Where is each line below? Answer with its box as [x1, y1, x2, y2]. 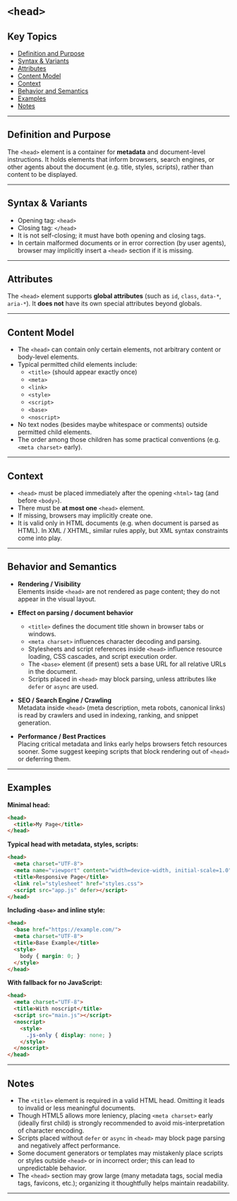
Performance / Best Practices [17, 732, 107, 740]
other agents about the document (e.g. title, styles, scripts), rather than [7, 163, 214, 171]
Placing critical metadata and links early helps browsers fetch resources [17, 739, 228, 748]
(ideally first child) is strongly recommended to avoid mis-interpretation [17, 1119, 225, 1127]
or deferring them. [17, 754, 71, 763]
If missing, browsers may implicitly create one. [17, 511, 153, 520]
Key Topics [7, 30, 58, 42]
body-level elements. [17, 353, 79, 361]
